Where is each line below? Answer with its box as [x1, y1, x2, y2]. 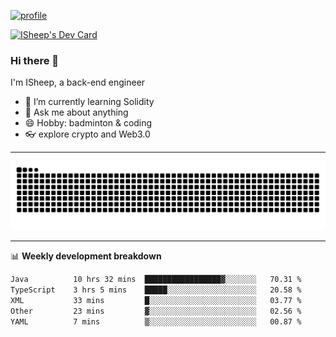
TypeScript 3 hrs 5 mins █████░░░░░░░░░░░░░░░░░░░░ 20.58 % [10, 285, 302, 295]
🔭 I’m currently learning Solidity [24, 96, 155, 108]
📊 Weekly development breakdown [10, 250, 162, 262]
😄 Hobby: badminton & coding [24, 117, 153, 129]
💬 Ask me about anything [24, 106, 129, 119]
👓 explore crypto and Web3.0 [24, 128, 151, 140]
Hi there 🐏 [10, 53, 60, 67]
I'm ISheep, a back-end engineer [10, 76, 146, 89]
